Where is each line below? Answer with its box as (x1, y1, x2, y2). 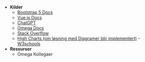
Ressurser (9, 46, 32, 52)
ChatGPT (17, 20, 36, 26)
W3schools (17, 41, 41, 46)
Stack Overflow (17, 31, 49, 36)
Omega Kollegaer (17, 51, 53, 57)
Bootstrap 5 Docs (17, 9, 53, 15)
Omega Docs (17, 25, 44, 31)
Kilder (9, 4, 23, 10)
